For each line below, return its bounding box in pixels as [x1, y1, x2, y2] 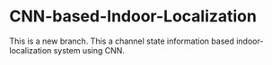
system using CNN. [53, 45, 126, 55]
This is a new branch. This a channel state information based [9, 36, 235, 46]
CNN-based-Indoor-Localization [9, 6, 258, 27]
